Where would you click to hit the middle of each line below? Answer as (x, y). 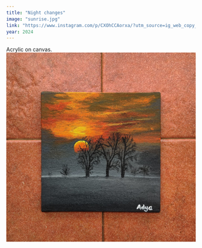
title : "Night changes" (36, 13)
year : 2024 (20, 32)
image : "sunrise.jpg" (33, 19)
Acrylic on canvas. (29, 50)
